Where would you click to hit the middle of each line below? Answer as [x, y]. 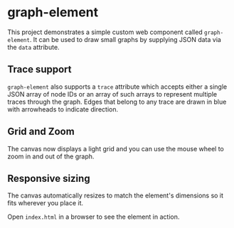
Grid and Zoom [41, 132]
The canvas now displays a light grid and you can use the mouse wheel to [116, 148]
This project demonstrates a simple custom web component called [105, 32]
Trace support [39, 69]
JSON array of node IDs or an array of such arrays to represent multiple [112, 94]
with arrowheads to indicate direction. [63, 109]
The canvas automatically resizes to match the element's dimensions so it [116, 195]
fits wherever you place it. [46, 203]
